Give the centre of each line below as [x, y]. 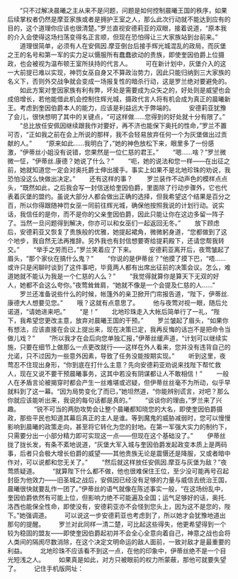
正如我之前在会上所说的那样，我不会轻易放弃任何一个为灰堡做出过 [125, 134]
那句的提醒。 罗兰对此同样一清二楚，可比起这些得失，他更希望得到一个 [117, 524]
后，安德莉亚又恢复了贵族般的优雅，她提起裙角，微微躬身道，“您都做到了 [114, 232]
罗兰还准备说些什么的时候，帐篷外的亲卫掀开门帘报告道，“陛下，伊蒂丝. [124, 294]
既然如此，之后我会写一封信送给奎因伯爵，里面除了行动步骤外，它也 [122, 187]
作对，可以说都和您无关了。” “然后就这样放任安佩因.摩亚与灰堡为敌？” [114, 462]
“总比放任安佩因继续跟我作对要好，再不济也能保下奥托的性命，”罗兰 [117, 125]
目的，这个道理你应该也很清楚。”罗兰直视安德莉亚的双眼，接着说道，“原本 [114, 28]
